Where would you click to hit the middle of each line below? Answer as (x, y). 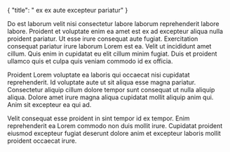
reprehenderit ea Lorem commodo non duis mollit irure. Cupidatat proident (115, 126)
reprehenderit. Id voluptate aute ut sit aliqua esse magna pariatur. (102, 82)
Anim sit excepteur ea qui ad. (49, 104)
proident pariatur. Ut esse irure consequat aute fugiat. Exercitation (103, 39)
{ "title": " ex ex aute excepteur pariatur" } (68, 10)
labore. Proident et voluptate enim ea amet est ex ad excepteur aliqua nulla (115, 31)
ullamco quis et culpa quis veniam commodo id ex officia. (90, 61)
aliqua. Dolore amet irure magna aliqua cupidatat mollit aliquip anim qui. (110, 97)
